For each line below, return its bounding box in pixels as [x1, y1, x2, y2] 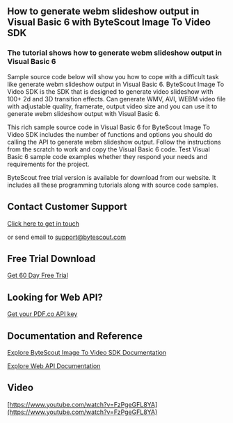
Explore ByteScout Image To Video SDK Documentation [7, 348, 167, 356]
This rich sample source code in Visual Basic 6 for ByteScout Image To [7, 123, 211, 131]
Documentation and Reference [7, 330, 143, 342]
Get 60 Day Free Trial [7, 271, 68, 280]
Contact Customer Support [7, 201, 127, 213]
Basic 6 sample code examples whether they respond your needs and [7, 152, 207, 160]
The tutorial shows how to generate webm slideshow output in [7, 48, 223, 58]
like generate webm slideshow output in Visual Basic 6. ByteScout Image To [7, 80, 225, 88]
